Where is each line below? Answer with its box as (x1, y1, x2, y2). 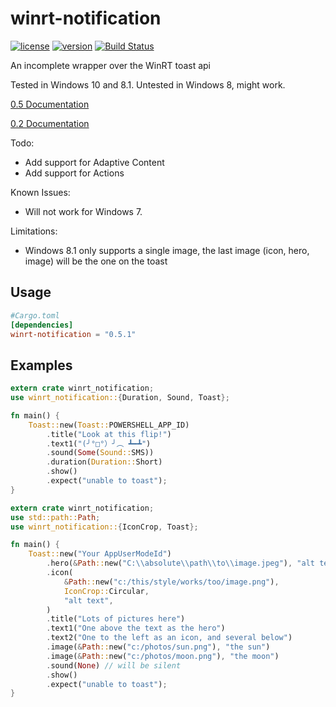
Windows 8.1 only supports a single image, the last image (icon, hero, (24, 244, 310, 256)
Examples (10, 357, 73, 374)
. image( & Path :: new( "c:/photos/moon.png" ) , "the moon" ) (46, 651, 280, 661)
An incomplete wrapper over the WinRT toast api (10, 59, 212, 71)
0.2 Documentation (10, 117, 90, 129)
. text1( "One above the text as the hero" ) (46, 623, 226, 634)
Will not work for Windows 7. (24, 205, 143, 217)
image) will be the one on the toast (24, 255, 168, 267)
